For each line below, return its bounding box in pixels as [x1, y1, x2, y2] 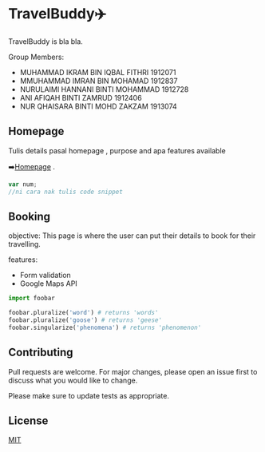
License [8, 414, 49, 428]
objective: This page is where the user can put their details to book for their [8, 231, 256, 240]
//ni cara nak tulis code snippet [8, 188, 124, 196]
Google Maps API [19, 279, 77, 288]
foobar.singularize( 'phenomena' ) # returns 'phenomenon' [8, 323, 202, 331]
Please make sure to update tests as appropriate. [8, 391, 170, 400]
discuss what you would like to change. [8, 375, 138, 385]
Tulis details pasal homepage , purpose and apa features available [8, 145, 226, 155]
